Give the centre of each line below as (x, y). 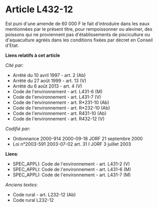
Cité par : (15, 65)
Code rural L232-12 (33, 200)
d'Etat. (12, 45)
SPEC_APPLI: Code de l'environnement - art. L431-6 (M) (72, 169)
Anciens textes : (22, 184)
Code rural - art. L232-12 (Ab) (44, 194)
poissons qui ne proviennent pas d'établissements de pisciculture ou (78, 34)
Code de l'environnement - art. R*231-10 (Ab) (61, 102)
